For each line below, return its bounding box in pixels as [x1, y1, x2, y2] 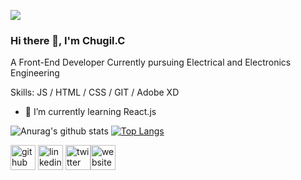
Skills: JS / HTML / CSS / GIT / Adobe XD [10, 86, 180, 99]
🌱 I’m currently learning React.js [24, 106, 157, 118]
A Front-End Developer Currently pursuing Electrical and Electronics [10, 56, 292, 69]
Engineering [10, 67, 60, 79]
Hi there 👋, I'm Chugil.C [10, 33, 126, 47]
